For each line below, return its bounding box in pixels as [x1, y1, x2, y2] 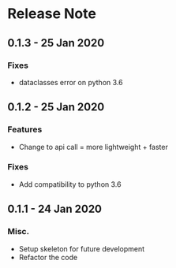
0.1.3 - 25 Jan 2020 [7, 36, 105, 50]
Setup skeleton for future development [18, 244, 145, 253]
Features [7, 124, 43, 135]
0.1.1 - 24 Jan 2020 [7, 203, 103, 216]
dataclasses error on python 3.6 [18, 77, 123, 87]
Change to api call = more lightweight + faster [18, 142, 169, 151]
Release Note [7, 5, 96, 23]
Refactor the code [18, 252, 78, 262]
